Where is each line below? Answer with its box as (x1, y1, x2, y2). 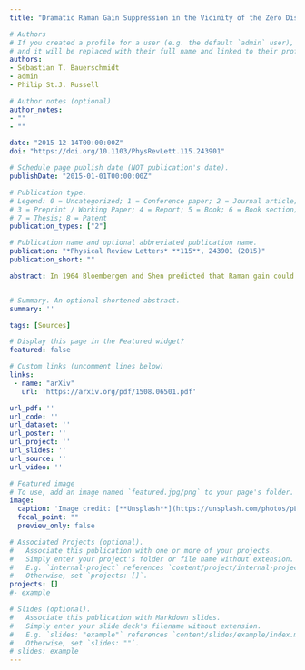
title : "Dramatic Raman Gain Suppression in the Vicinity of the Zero (9, 13, 282, 23)
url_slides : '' (9, 446, 67, 455)
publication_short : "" (9, 255, 95, 264)
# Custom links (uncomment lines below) (9, 362, 165, 371)
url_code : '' (9, 412, 59, 421)
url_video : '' (9, 462, 64, 472)
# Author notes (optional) (9, 96, 112, 105)
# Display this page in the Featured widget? (9, 337, 184, 346)
